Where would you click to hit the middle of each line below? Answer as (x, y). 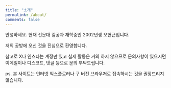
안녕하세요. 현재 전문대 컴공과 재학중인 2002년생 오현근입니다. (67, 35)
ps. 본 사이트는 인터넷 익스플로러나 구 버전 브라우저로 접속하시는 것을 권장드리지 (85, 74)
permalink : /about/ (26, 15)
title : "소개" (19, 10)
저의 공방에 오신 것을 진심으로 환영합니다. (46, 46)
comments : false (22, 19)
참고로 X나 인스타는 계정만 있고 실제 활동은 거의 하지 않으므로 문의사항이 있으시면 (86, 56)
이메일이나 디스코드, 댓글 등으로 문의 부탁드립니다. (55, 63)
